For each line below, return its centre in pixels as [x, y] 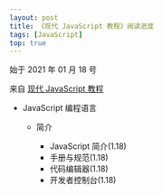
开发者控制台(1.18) [83, 180]
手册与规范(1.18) [79, 158]
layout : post [34, 18]
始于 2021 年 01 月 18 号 [53, 69]
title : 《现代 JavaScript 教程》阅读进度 [81, 26]
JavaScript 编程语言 [59, 108]
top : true [28, 43]
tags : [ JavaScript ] [46, 34]
